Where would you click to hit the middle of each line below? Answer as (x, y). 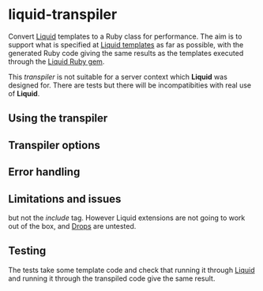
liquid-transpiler (63, 15)
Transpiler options (54, 145)
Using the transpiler (58, 119)
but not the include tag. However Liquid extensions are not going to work (127, 218)
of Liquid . (24, 93)
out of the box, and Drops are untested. (72, 226)
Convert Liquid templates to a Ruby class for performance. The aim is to (125, 36)
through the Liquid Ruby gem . (56, 62)
